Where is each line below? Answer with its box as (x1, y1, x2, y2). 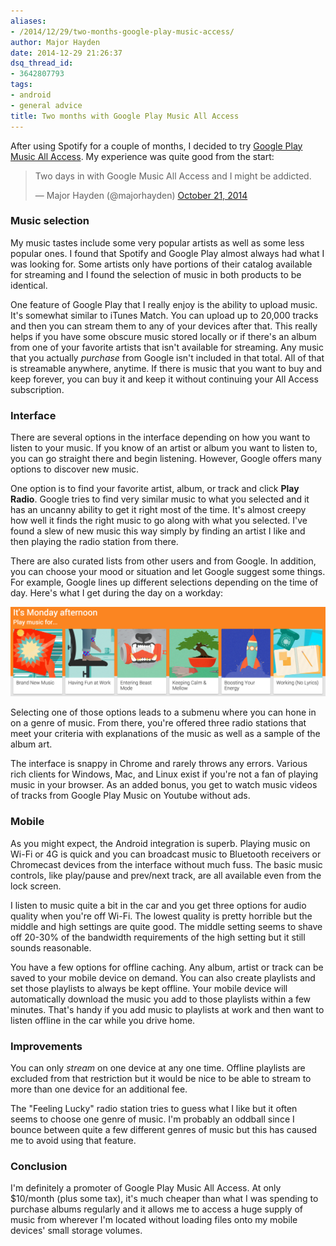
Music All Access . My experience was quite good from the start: (10, 150, 275, 162)
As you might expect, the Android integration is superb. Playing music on (10, 837, 311, 849)
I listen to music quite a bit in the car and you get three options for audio (10, 899, 307, 911)
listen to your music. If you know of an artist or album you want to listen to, (10, 442, 318, 454)
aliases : (10, 16, 47, 26)
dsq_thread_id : (10, 58, 74, 69)
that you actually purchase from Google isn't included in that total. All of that (10, 351, 325, 364)
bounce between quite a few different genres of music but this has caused (10, 1123, 318, 1135)
